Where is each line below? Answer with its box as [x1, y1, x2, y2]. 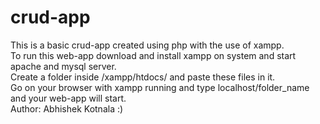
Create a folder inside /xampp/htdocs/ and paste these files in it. [10, 71, 276, 83]
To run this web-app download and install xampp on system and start [10, 49, 297, 61]
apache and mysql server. [10, 60, 117, 72]
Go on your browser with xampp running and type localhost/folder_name [10, 81, 310, 93]
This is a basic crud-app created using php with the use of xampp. [10, 39, 285, 51]
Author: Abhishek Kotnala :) [10, 102, 124, 115]
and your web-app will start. [10, 92, 127, 104]
